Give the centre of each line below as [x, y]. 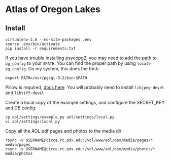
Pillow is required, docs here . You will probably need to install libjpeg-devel [85, 87]
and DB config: [21, 108]
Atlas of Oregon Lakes [53, 9]
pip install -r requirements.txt [41, 49]
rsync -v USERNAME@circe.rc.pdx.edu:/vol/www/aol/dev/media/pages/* [79, 140]
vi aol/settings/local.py [32, 122]
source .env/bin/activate [32, 44]
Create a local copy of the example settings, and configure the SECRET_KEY [85, 103]
